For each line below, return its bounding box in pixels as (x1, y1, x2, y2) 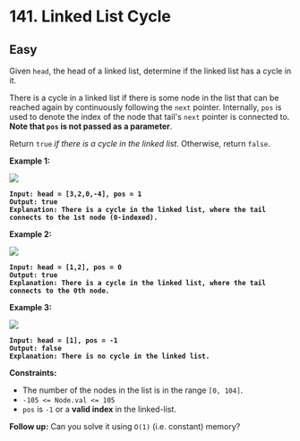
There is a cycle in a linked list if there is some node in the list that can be (9, 92, 279, 103)
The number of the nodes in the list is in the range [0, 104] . (21, 385, 244, 395)
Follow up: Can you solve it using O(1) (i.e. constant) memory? (9, 421, 241, 431)
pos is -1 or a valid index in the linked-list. (21, 404, 177, 414)
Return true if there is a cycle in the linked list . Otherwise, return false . (9, 139, 270, 148)
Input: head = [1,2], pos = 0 (9, 263, 123, 272)
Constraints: (9, 368, 57, 377)
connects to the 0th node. (9, 286, 110, 295)
